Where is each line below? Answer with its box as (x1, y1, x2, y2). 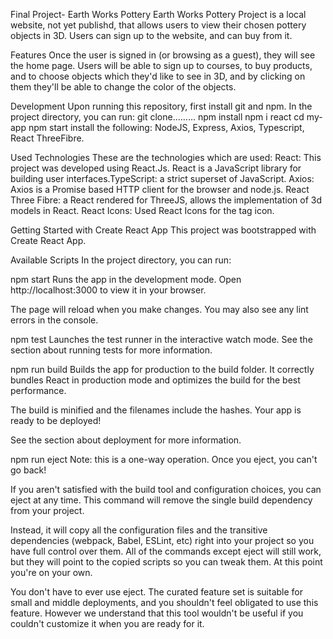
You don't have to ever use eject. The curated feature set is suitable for (10, 586, 304, 598)
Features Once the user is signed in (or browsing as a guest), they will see (10, 49, 316, 61)
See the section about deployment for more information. (10, 434, 242, 446)
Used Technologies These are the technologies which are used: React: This (10, 152, 322, 163)
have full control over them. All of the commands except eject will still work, (10, 545, 322, 557)
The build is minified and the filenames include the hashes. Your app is (10, 404, 302, 416)
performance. (10, 385, 67, 396)
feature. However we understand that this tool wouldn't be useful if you (10, 607, 304, 619)
